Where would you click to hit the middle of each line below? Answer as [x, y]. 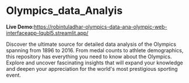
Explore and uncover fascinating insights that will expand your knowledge [94, 63]
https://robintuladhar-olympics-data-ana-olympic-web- [101, 27]
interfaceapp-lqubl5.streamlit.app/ [47, 33]
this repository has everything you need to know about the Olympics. [89, 56]
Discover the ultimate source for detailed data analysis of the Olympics [91, 44]
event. [14, 75]
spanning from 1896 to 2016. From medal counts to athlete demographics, [95, 50]
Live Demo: [20, 27]
